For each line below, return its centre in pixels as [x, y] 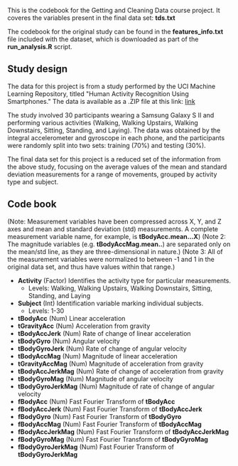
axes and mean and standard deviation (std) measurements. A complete [113, 229]
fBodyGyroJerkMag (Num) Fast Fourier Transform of [96, 447]
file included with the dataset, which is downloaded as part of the [103, 39]
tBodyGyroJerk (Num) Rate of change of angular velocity [102, 349]
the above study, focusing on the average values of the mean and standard [117, 166]
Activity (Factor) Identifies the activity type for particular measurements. [124, 280]
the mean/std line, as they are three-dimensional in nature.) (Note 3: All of [115, 251]
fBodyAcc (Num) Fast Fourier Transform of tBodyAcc [96, 401]
